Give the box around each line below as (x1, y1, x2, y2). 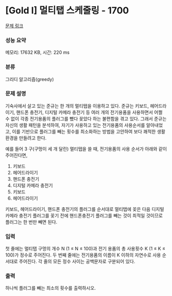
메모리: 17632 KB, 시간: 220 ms (5, 49, 70, 55)
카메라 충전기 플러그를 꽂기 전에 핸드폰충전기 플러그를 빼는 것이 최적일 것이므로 (5, 212, 163, 219)
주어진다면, (5, 152, 28, 158)
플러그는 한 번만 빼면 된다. (5, 219, 58, 225)
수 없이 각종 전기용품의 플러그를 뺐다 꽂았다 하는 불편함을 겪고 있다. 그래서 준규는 (5, 115, 167, 122)
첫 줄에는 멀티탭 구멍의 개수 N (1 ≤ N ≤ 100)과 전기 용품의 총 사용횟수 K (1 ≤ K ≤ (5, 246, 166, 252)
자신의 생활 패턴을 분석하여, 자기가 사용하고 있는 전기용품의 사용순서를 (5, 122, 145, 128)
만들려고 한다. (18, 134, 47, 141)
